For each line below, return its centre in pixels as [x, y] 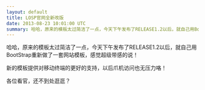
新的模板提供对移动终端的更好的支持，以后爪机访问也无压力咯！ [86, 68]
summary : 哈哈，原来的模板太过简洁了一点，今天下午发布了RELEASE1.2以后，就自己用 [100, 29]
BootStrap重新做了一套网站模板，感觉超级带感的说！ [72, 55]
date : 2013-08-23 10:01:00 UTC [46, 23]
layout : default [27, 12]
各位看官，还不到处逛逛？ [38, 81]
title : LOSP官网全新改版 [35, 18]
